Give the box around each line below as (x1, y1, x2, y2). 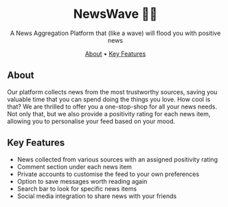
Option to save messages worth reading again (16, 177, 148, 185)
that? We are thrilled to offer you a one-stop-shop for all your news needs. (7, 102, 218, 111)
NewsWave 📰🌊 (73, 6, 158, 22)
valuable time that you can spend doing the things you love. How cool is (7, 95, 211, 103)
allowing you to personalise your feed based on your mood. (7, 117, 176, 125)
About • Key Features (84, 50, 146, 58)
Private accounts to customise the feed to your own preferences (16, 170, 200, 178)
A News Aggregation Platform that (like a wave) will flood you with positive (10, 29, 221, 37)
